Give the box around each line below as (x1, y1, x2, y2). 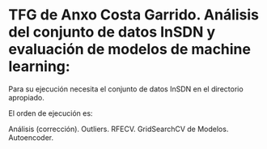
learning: (8, 57, 70, 76)
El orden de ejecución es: (8, 108, 93, 118)
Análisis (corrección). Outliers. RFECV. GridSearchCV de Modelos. (8, 124, 229, 134)
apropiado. (8, 92, 44, 102)
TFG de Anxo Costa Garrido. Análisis (8, 6, 260, 24)
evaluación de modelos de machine (8, 40, 251, 58)
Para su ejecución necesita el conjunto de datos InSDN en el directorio (8, 83, 244, 94)
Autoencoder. (8, 132, 54, 143)
